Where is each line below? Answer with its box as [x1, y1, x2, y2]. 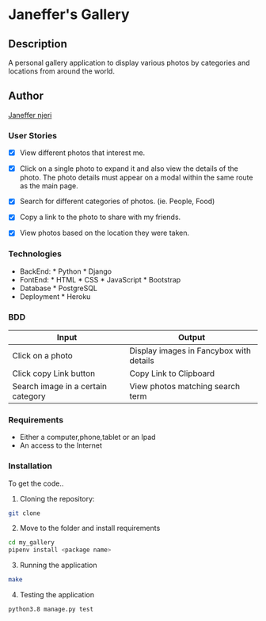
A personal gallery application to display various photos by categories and [8, 58, 250, 67]
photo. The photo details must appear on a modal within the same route [19, 172, 253, 183]
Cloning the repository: [19, 494, 95, 503]
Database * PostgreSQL [19, 283, 97, 293]
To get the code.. [8, 479, 64, 488]
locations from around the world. [8, 66, 115, 76]
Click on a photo [12, 350, 73, 362]
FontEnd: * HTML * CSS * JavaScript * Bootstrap [19, 275, 181, 284]
